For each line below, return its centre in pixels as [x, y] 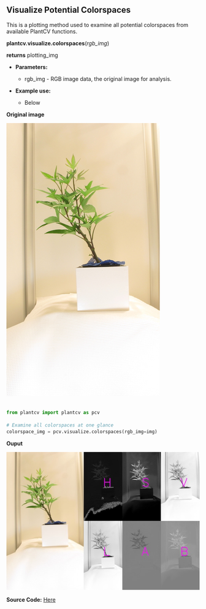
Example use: [33, 91]
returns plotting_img [32, 55]
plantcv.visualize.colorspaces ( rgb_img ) [58, 43]
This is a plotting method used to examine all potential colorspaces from [97, 25]
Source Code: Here [31, 599]
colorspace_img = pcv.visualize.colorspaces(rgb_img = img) [82, 432]
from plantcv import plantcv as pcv [53, 412]
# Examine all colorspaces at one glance [60, 425]
